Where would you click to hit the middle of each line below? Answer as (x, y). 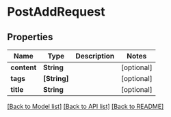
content (24, 67)
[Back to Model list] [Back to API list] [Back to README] (85, 106)
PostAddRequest (56, 12)
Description (95, 56)
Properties (30, 37)
